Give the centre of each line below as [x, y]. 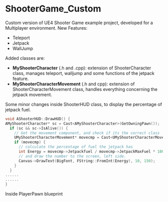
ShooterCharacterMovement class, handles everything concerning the [85, 89]
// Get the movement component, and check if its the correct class [87, 133]
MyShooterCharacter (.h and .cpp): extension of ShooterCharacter [82, 68]
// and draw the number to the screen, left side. [72, 156]
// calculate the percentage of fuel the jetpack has [76, 147]
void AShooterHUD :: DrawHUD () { [38, 119]
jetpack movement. [32, 94]
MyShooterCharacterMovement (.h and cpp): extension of [73, 84]
